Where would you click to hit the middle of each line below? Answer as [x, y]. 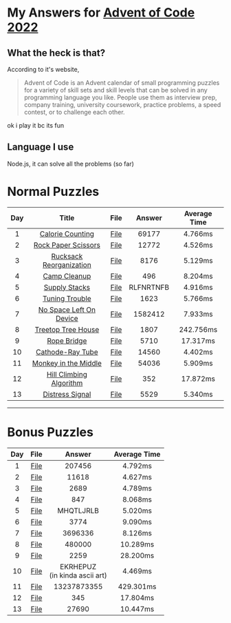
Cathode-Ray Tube [67, 352]
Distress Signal [67, 394]
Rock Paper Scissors [67, 245]
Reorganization [67, 265]
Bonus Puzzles [51, 432]
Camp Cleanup [67, 276]
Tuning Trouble [67, 298]
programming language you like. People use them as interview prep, [121, 97]
